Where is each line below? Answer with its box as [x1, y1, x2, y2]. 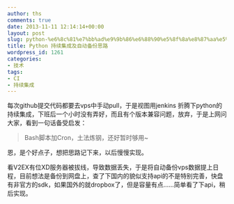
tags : [7, 68, 23, 75]
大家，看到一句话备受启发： [7, 119, 87, 127]
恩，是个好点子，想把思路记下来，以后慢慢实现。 [7, 148, 148, 157]
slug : [7, 36, 23, 43]
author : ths [7, 10, 42, 17]
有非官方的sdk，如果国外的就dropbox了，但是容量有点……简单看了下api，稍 [7, 180, 226, 189]
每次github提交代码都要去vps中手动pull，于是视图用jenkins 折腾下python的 [7, 102, 223, 110]
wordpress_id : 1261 [7, 49, 64, 56]
